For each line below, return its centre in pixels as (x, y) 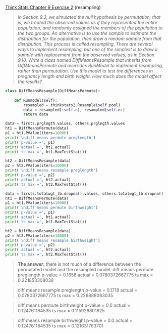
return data (36, 114)
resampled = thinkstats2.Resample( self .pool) (72, 105)
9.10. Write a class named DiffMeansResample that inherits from (85, 60)
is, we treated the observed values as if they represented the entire (88, 23)
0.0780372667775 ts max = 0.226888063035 (65, 295)
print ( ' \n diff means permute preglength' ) (50, 138)
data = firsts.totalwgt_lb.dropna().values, (53, 194)
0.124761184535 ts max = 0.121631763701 (61, 326)
